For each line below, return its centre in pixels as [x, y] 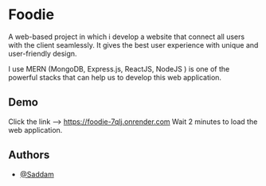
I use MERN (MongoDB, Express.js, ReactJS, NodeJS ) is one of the [119, 68]
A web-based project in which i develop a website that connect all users [127, 37]
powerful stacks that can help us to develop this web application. [115, 77]
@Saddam [37, 174]
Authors [29, 155]
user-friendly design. [43, 53]
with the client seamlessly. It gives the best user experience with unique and [133, 45]
